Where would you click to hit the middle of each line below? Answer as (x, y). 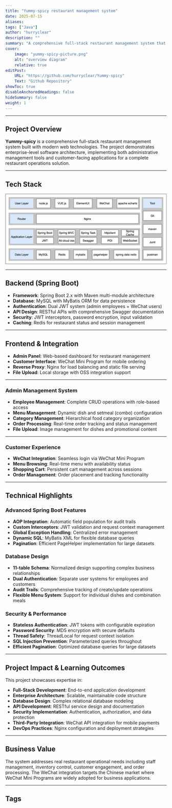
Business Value (30, 749)
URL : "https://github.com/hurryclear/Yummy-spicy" (70, 76)
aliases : (15, 22)
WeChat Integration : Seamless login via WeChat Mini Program (79, 458)
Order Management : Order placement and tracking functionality (81, 474)
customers (24, 584)
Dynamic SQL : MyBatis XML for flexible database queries (73, 538)
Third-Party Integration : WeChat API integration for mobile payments (86, 723)
